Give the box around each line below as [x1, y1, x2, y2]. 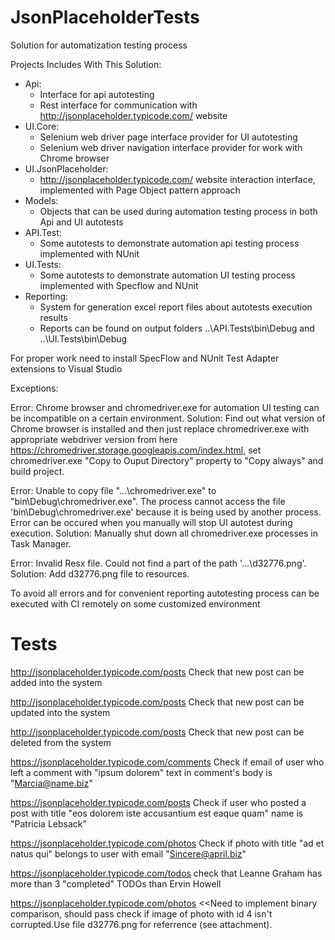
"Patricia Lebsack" [10, 817, 87, 830]
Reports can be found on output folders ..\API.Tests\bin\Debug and [39, 322, 315, 334]
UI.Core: [24, 120, 60, 132]
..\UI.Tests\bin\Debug [39, 332, 128, 345]
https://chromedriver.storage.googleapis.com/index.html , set [10, 444, 262, 456]
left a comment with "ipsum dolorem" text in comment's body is [10, 766, 273, 778]
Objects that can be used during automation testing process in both [39, 205, 318, 217]
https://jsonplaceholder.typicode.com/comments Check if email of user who [10, 756, 325, 768]
